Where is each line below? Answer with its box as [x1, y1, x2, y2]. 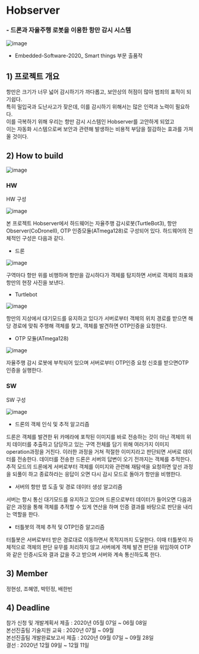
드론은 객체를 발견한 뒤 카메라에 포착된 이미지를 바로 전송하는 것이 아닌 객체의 [6, 433, 185, 440]
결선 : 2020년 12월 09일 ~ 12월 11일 [6, 641, 90, 649]
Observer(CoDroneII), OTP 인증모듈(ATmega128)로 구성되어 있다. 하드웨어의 [6, 227, 187, 234]
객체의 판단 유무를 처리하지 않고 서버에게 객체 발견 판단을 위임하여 [26, 543, 179, 550]
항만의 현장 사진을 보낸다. [6, 279, 65, 286]
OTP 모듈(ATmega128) [14, 335, 69, 342]
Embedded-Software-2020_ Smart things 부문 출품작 [14, 52, 143, 60]
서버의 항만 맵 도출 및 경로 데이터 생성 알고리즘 [14, 483, 123, 490]
